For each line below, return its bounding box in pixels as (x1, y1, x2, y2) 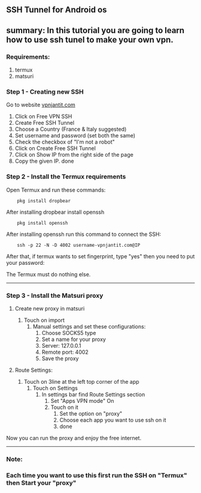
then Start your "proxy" (6, 479, 77, 487)
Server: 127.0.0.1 (41, 342, 82, 349)
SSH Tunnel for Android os (6, 5, 107, 15)
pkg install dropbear (17, 198, 71, 204)
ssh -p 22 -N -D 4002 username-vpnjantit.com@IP (17, 242, 141, 248)
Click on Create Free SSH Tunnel (14, 145, 96, 152)
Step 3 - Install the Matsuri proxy (6, 291, 103, 300)
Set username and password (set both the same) (14, 132, 136, 139)
